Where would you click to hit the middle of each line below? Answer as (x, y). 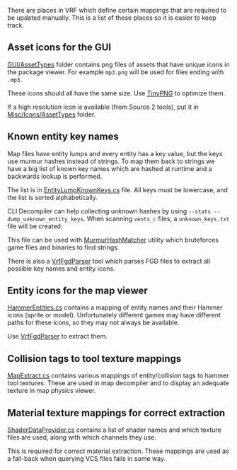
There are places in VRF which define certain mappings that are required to (117, 10)
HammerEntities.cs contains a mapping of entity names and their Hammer (115, 307)
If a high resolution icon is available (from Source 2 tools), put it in (103, 107)
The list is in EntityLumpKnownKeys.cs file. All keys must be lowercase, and (118, 189)
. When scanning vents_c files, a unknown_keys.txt (156, 218)
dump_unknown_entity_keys (45, 219)
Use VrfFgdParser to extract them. (58, 336)
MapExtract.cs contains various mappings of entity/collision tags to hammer (118, 376)
